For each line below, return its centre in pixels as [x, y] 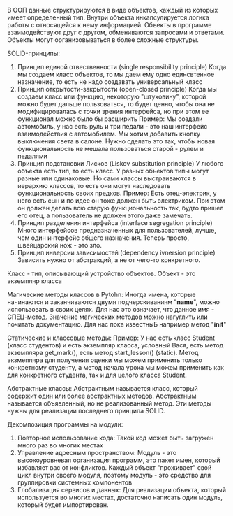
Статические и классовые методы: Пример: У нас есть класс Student [111, 338]
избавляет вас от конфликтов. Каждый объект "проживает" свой [114, 467]
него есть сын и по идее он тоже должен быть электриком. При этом [121, 201]
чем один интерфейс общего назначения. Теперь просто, [103, 238]
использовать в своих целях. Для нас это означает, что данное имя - [111, 309]
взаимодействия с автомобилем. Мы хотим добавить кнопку [109, 134]
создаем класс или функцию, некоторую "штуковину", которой [112, 96]
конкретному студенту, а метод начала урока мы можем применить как [116, 367]
